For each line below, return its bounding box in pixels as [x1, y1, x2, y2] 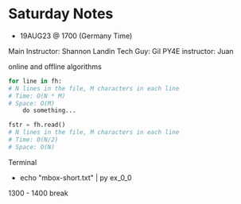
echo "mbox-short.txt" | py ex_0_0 [19, 172, 133, 183]
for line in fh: [8, 77, 62, 85]
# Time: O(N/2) [8, 136, 59, 144]
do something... [22, 106, 77, 115]
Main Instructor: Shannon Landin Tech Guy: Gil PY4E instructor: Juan [8, 46, 234, 56]
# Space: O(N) [8, 143, 56, 151]
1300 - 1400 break [8, 188, 69, 198]
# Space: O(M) [8, 99, 56, 107]
